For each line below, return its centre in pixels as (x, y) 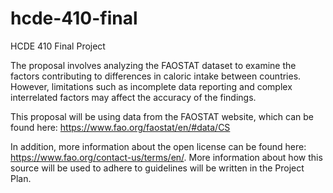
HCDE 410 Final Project (58, 46)
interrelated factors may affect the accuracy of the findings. (133, 97)
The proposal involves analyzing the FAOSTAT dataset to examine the (153, 65)
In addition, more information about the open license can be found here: (158, 146)
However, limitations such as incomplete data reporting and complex (151, 86)
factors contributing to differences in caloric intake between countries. (156, 76)
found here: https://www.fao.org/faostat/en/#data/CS (120, 127)
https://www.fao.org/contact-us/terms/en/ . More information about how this (166, 157)
